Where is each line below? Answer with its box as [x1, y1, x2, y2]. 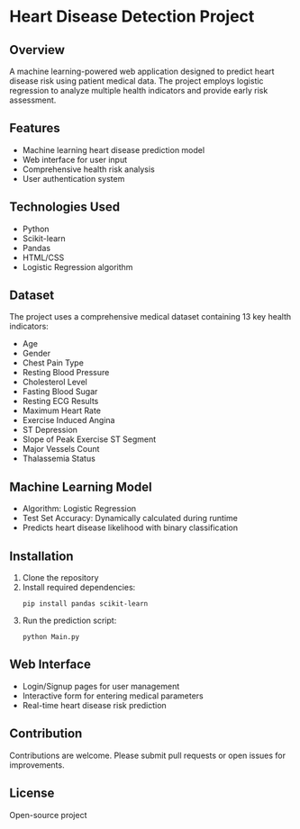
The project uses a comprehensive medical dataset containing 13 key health [9, 311, 292, 322]
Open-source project [9, 809, 87, 820]
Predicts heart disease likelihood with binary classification [22, 522, 239, 533]
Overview [9, 42, 66, 58]
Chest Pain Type [22, 357, 84, 368]
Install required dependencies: [22, 582, 136, 593]
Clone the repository [22, 572, 99, 583]
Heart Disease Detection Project [9, 6, 255, 27]
